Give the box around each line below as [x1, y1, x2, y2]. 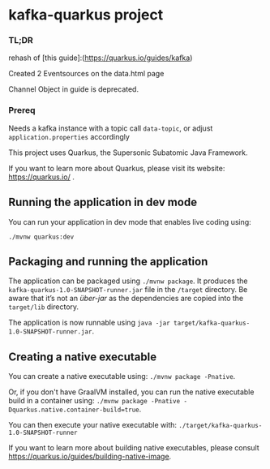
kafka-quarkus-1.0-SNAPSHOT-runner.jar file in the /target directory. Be [8, 285, 248, 295]
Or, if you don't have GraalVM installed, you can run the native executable [8, 387, 255, 397]
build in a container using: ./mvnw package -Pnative [8, 396, 181, 406]
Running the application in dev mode [8, 196, 197, 209]
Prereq [8, 105, 36, 116]
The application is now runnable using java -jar [8, 318, 170, 328]
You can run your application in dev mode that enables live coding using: [8, 217, 251, 226]
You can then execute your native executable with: [8, 420, 177, 430]
